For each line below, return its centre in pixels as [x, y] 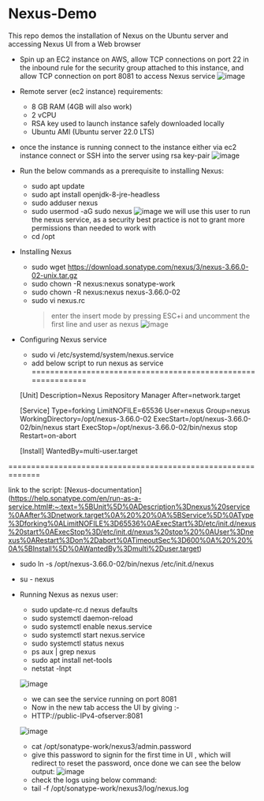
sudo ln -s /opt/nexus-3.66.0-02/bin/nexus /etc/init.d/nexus [117, 563]
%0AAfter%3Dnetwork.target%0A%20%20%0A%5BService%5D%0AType [131, 515]
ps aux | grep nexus [63, 651]
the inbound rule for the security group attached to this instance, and [132, 67]
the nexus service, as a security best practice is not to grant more [138, 219]
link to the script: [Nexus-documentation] [75, 489]
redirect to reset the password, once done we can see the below [136, 763]
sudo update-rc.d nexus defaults [84, 609]
